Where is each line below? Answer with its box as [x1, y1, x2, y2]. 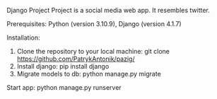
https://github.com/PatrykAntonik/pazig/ [16, 54, 135, 63]
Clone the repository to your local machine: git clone [16, 47, 170, 55]
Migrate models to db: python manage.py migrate [16, 70, 162, 78]
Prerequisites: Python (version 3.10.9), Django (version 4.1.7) [6, 20, 182, 28]
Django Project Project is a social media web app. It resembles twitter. [6, 6, 210, 14]
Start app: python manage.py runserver [6, 83, 122, 91]
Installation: [6, 33, 40, 42]
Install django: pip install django [16, 62, 110, 70]
